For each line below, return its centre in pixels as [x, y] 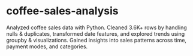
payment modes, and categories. [47, 46]
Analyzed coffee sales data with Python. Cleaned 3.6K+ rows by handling [96, 27]
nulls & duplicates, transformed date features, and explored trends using [96, 33]
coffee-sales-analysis [62, 11]
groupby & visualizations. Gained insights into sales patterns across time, [96, 40]
